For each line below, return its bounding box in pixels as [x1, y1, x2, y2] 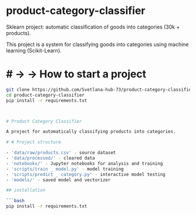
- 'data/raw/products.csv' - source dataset [6, 150, 116, 156]
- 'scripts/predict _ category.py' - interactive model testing [6, 171, 166, 177]
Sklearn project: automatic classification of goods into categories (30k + [6, 23, 180, 30]
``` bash [6, 198, 25, 204]
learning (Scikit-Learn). [6, 47, 62, 54]
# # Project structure [6, 139, 61, 145]
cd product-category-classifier [6, 92, 85, 98]
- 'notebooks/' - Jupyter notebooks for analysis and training [6, 160, 163, 167]
